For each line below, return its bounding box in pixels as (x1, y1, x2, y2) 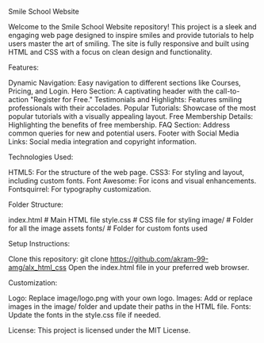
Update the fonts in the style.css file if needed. (8, 311, 161, 319)
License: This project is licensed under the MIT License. (8, 326, 191, 335)
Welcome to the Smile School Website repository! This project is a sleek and (8, 22, 257, 31)
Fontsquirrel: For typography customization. (8, 185, 152, 193)
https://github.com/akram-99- (109, 254, 209, 264)
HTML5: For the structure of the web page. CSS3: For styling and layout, (8, 168, 245, 177)
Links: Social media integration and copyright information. (8, 137, 197, 146)
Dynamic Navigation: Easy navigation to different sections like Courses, (8, 78, 242, 87)
